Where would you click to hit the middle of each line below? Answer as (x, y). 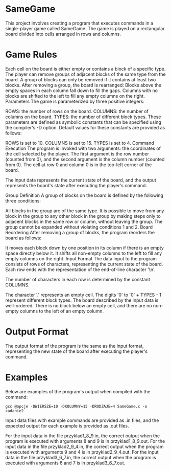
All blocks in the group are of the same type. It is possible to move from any (85, 211)
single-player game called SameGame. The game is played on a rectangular (85, 28)
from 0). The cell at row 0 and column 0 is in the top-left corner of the (79, 165)
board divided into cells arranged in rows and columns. (63, 34)
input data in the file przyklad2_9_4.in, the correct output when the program (84, 446)
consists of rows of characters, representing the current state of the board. (84, 264)
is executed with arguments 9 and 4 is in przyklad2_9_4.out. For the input (82, 452)
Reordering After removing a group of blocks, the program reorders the (80, 232)
